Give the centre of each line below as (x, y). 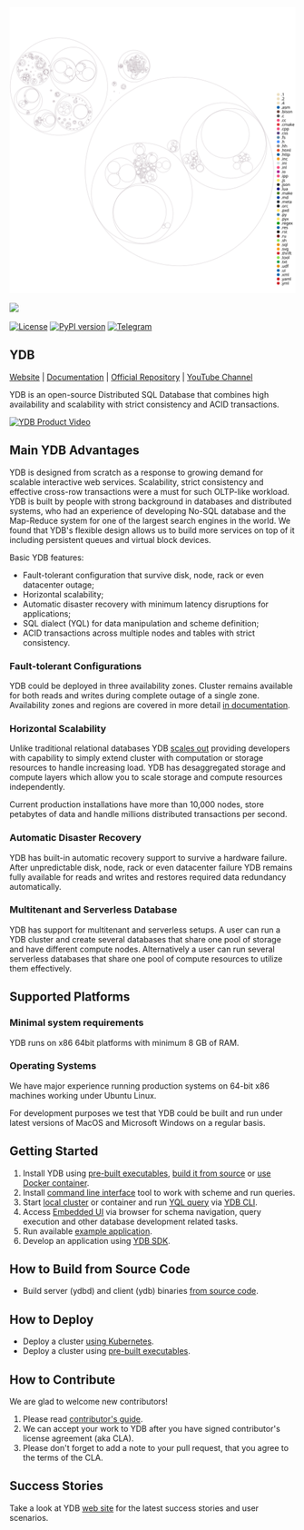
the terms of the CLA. (63, 1458)
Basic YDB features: (47, 558)
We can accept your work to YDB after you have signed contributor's (152, 1429)
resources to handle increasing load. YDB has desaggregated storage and (147, 768)
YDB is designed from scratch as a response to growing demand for (137, 472)
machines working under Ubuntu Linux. (83, 1095)
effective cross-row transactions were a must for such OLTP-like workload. (150, 491)
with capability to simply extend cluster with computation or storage (137, 758)
